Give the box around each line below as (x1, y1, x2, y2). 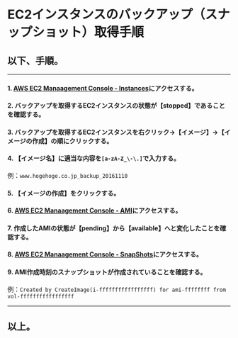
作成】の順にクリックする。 (31, 136, 113, 145)
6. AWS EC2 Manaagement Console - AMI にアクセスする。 (7, 206, 182, 215)
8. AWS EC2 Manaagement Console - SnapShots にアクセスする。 (7, 250, 203, 259)
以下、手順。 (7, 55, 64, 67)
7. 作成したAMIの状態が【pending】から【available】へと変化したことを (7, 224, 220, 232)
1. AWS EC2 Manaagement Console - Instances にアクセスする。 (7, 84, 198, 92)
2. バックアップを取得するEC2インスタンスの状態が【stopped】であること (7, 101, 225, 110)
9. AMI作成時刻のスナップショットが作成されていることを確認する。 (7, 267, 207, 276)
